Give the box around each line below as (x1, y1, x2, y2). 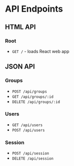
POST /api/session (12, 151, 49, 156)
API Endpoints (5, 3, 63, 15)
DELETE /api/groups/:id (12, 99, 60, 104)
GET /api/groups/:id (12, 94, 54, 99)
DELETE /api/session (12, 156, 54, 161)
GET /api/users (12, 123, 43, 128)
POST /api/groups (12, 89, 47, 94)
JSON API (5, 62, 35, 71)
